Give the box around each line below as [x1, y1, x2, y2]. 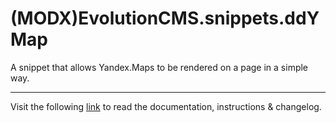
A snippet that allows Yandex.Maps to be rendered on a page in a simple [10, 61, 309, 73]
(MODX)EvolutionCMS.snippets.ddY [10, 7, 320, 30]
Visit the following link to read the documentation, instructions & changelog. [10, 100, 322, 112]
